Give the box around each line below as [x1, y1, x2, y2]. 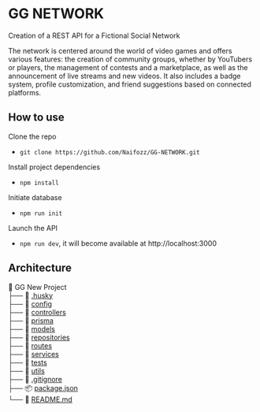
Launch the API [8, 223, 58, 232]
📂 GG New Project [8, 282, 67, 291]
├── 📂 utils [8, 366, 45, 375]
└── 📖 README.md [8, 395, 72, 404]
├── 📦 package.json [8, 383, 79, 392]
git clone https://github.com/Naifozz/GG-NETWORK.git [19, 148, 200, 156]
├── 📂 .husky [8, 291, 54, 300]
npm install [19, 179, 59, 187]
